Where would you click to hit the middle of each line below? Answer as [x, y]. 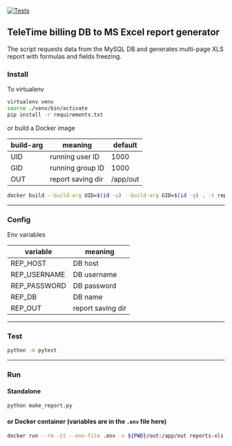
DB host [86, 263]
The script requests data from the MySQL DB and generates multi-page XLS [116, 49]
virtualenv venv [30, 102]
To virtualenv [26, 89]
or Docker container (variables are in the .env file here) [87, 421]
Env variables [27, 234]
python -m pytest [32, 351]
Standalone [24, 391]
